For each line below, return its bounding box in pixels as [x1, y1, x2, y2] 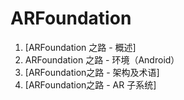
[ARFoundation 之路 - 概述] [24, 41, 137, 53]
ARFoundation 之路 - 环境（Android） [24, 53, 180, 66]
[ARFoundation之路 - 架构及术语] [24, 66, 160, 78]
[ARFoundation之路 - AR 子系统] [24, 78, 157, 91]
